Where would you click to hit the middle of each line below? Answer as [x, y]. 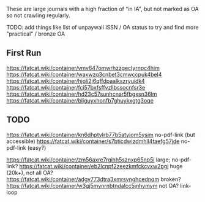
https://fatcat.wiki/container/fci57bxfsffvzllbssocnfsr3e [76, 87]
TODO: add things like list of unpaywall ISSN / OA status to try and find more [102, 27]
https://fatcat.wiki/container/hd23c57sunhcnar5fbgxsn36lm [82, 94]
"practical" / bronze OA [36, 34]
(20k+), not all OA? [30, 173]
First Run [24, 53]
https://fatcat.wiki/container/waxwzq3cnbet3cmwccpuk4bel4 [84, 74]
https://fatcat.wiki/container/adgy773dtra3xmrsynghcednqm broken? [94, 179]
